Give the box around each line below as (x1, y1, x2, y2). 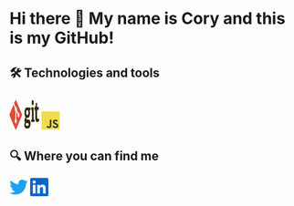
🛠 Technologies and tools (9, 65, 160, 80)
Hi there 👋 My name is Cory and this (9, 8, 286, 29)
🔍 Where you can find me (9, 149, 160, 164)
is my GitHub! (9, 27, 114, 48)
